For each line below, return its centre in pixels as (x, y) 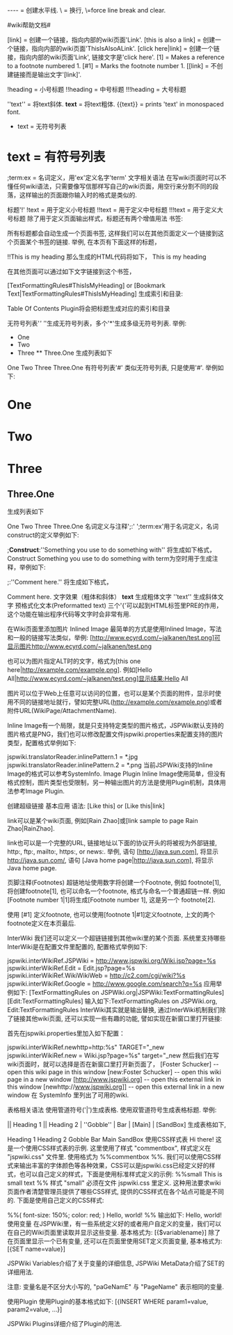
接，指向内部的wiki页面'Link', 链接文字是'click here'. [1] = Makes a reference (116, 57)
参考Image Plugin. (39, 791)
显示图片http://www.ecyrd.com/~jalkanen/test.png (79, 646)
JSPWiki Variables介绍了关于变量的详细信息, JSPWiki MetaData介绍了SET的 (116, 1263)
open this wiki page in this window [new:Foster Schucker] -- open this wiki (114, 1072)
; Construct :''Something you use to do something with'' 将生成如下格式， (111, 550)
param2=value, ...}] (35, 1309)
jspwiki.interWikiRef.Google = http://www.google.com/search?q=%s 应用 (112, 984)
